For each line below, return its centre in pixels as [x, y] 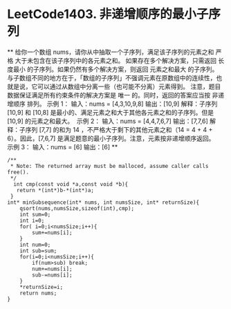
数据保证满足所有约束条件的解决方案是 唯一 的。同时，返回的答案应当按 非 [113, 95]
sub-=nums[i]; [52, 275]
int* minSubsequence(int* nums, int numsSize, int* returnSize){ [103, 202]
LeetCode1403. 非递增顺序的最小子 [108, 14]
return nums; [38, 293]
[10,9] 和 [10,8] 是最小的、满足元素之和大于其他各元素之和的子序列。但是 [111, 112]
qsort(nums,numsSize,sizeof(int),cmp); [77, 208]
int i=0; [32, 221]
